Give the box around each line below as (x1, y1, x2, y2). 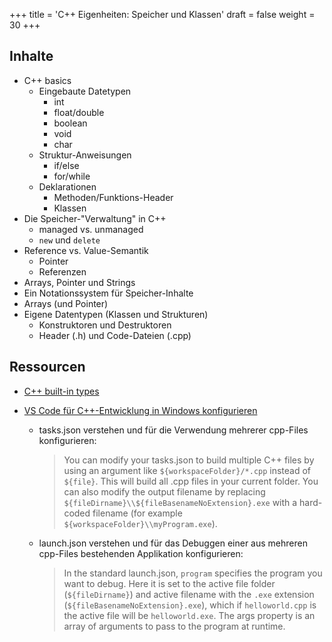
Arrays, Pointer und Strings (23, 276, 136, 288)
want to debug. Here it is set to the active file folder (63, 577, 276, 589)
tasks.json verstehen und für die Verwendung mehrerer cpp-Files (38, 424, 309, 436)
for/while (53, 170, 91, 182)
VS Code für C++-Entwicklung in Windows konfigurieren (23, 404, 258, 416)
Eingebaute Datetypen (38, 85, 132, 97)
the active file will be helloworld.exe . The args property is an (63, 609, 316, 621)
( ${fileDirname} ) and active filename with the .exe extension (63, 588, 315, 600)
